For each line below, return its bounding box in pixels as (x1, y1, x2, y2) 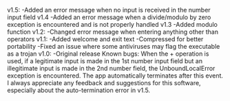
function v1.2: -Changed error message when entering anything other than (7, 27, 219, 36)
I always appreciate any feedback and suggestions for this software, (7, 79, 201, 87)
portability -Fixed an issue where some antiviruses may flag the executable (7, 43, 220, 50)
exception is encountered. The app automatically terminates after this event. (7, 71, 224, 80)
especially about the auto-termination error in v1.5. (7, 86, 150, 94)
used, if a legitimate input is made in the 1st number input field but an (7, 57, 203, 65)
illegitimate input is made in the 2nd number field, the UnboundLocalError (7, 65, 216, 72)
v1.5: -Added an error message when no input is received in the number (7, 6, 211, 14)
